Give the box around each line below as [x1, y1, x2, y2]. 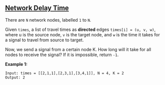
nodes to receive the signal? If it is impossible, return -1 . [5, 52, 119, 57]
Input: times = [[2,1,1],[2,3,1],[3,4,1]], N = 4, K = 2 [5, 71, 124, 76]
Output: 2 [5, 75, 26, 80]
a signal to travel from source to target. [5, 37, 84, 43]
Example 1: [5, 61, 28, 67]
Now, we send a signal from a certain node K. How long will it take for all [5, 46, 151, 52]
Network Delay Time [5, 4, 69, 12]
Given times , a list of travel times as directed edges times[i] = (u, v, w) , [5, 27, 156, 32]
